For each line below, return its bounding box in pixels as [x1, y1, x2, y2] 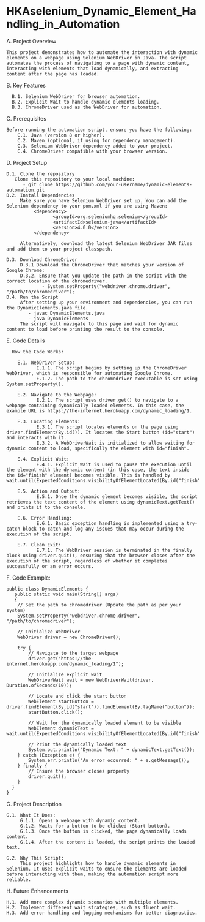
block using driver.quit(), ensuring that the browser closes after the [6, 553, 195, 559]
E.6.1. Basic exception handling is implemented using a [36, 520, 184, 526]
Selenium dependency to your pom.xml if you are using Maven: [6, 203, 168, 209]
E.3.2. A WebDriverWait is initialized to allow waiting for [36, 440, 195, 446]
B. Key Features [6, 81, 46, 89]
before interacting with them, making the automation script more [6, 871, 179, 877]
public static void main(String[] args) [14, 591, 119, 597]
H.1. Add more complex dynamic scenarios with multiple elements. [6, 899, 179, 905]
